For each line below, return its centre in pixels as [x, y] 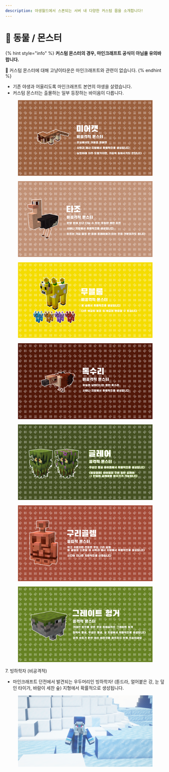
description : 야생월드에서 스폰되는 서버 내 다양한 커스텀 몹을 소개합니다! [74, 11]
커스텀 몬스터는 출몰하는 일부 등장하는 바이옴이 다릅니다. [68, 93]
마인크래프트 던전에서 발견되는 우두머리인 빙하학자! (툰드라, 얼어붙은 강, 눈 [86, 682]
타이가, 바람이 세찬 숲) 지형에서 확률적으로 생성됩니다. [71, 688]
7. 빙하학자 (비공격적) [26, 671]
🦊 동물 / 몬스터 [33, 38]
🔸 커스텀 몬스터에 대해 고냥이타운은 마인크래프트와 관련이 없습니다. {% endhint [83, 70]
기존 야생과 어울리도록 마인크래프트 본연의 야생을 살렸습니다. [72, 86]
